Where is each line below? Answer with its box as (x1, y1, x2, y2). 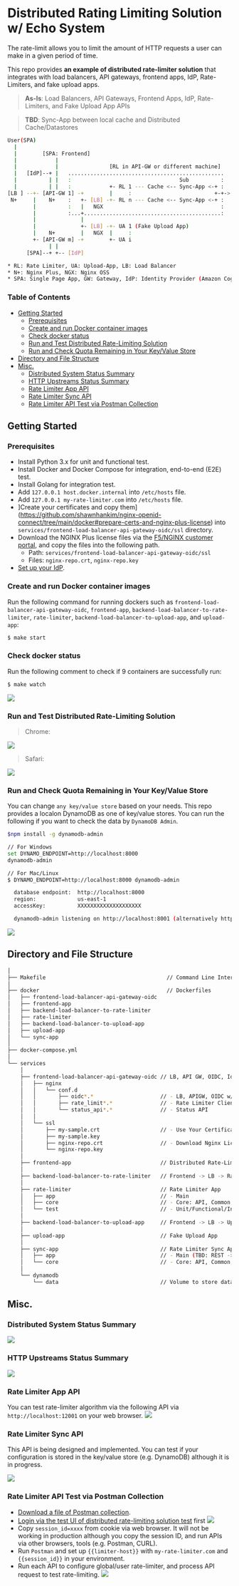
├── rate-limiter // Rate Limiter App (20, 1186, 221, 1193)
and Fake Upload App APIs (51, 101, 130, 110)
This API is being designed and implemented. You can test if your (7, 1445, 199, 1454)
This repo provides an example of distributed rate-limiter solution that (7, 65, 216, 73)
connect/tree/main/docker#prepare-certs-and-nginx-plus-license (17, 518, 211, 527)
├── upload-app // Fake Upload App (20, 1232, 218, 1239)
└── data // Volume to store (33, 1278, 218, 1285)
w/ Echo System (7, 20, 105, 36)
